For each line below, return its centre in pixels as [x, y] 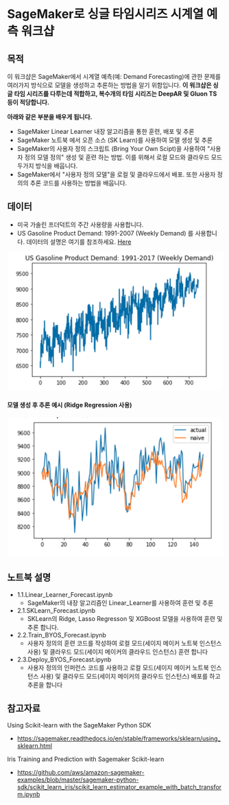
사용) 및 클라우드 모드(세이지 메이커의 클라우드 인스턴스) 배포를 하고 [130, 676]
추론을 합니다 [45, 685]
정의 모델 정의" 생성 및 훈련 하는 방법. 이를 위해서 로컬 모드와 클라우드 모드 [123, 157]
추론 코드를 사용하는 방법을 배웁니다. [79, 183]
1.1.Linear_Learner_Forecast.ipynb [65, 594]
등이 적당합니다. [28, 102]
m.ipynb [28, 795]
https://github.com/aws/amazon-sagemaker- [81, 773]
